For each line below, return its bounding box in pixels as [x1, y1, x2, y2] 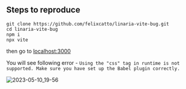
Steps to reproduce [6, 5, 81, 15]
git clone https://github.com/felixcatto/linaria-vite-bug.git [6, 21, 170, 27]
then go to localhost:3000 [6, 47, 71, 54]
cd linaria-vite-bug [6, 26, 59, 32]
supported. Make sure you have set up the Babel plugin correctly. [6, 65, 181, 71]
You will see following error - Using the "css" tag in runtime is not [6, 59, 180, 66]
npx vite [6, 36, 28, 43]
